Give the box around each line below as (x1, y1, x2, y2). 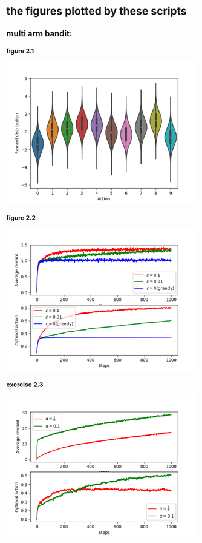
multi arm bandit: (6, 29, 73, 39)
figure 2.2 (6, 214, 36, 222)
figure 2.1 (6, 47, 34, 55)
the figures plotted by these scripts (6, 4, 187, 18)
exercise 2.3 (6, 380, 44, 389)
